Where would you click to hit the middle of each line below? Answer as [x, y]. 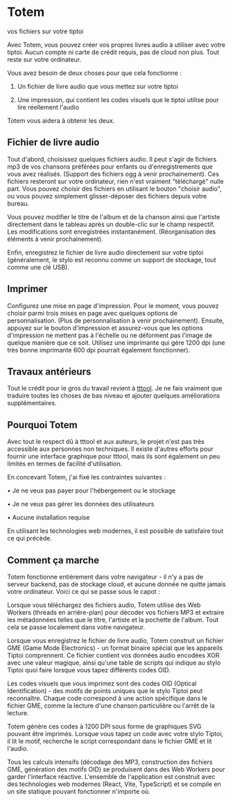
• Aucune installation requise [49, 518]
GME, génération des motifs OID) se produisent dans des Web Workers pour [116, 769]
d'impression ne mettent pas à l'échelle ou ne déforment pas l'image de [110, 335]
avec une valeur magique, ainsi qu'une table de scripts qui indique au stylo [114, 663]
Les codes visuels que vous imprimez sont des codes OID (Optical [102, 683]
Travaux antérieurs [49, 372]
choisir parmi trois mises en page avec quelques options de [93, 313]
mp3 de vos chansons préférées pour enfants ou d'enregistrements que [110, 167]
